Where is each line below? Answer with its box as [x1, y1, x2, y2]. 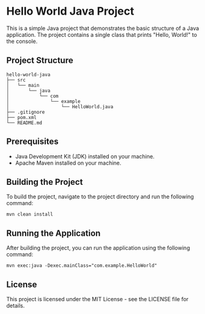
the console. [6, 37, 38, 45]
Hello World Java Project [6, 4, 135, 18]
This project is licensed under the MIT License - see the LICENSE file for [6, 296, 188, 302]
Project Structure [6, 55, 73, 65]
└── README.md [6, 119, 43, 126]
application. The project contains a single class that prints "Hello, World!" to [6, 31, 198, 38]
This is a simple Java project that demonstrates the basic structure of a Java [6, 24, 199, 32]
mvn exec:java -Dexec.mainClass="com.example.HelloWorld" [6, 263, 157, 269]
